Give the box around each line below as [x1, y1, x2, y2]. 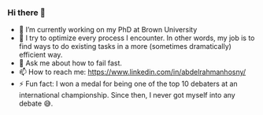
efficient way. [18, 50, 63, 60]
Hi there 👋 [7, 7, 46, 18]
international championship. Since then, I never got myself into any [18, 91, 235, 100]
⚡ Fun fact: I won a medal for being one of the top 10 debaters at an [18, 79, 238, 89]
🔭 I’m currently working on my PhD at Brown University [18, 25, 198, 35]
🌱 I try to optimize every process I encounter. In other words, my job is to [18, 33, 255, 43]
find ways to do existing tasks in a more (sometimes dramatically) [18, 42, 232, 51]
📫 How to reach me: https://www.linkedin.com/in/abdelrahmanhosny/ [18, 67, 246, 77]
